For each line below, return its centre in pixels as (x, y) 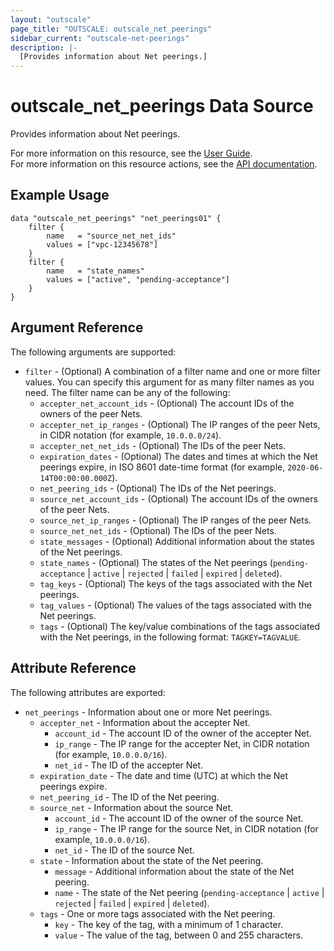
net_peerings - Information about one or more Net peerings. (148, 712)
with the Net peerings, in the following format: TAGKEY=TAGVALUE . (170, 637)
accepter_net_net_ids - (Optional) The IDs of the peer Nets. (163, 445)
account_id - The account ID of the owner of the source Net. (179, 818)
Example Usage (60, 195)
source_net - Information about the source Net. (136, 807)
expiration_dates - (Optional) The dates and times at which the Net (178, 456)
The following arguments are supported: (93, 352)
